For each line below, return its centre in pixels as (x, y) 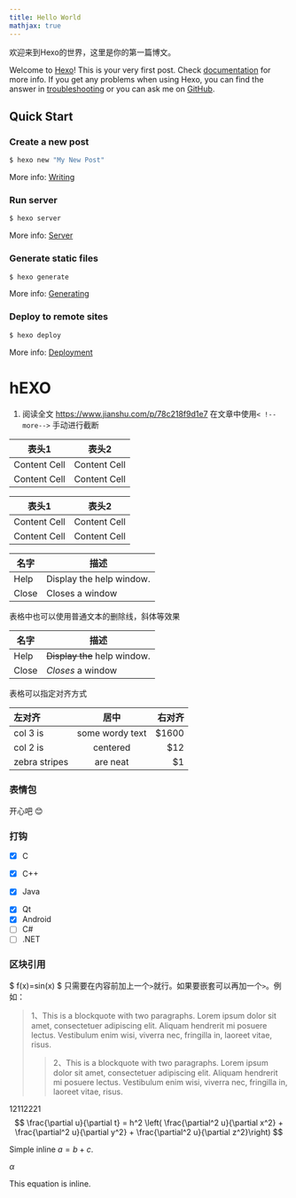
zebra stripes (41, 761)
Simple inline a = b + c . (51, 1149)
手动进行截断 (75, 425)
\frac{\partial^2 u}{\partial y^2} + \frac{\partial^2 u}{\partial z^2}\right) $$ (149, 1131)
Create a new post (49, 141)
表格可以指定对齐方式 (48, 693)
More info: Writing (42, 177)
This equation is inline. (50, 1183)
